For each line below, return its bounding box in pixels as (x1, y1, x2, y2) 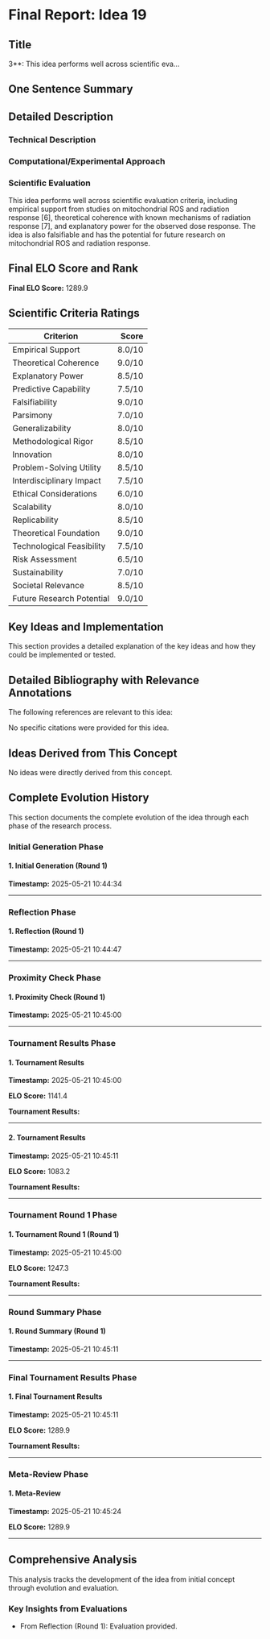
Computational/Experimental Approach (8, 156, 166, 167)
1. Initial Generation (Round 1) (8, 861, 108, 871)
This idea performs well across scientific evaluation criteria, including (8, 195, 239, 205)
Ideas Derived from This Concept (8, 746, 178, 760)
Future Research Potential (12, 592, 110, 604)
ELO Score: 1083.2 (8, 1166, 71, 1176)
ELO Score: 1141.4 (8, 1091, 68, 1101)
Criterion (43, 330, 79, 342)
